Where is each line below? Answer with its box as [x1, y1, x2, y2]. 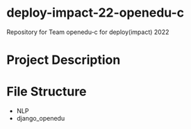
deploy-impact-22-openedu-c [6, 5, 185, 21]
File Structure [6, 84, 87, 100]
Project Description [6, 52, 121, 68]
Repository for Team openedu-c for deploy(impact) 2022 [6, 28, 169, 36]
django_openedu [16, 114, 65, 123]
